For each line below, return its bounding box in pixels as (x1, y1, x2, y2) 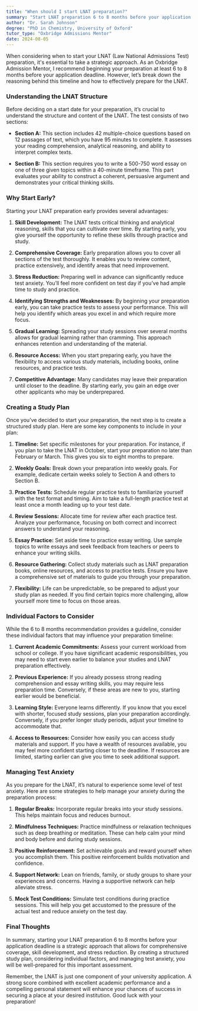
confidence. (14, 859, 44, 867)
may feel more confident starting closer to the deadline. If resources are (14, 747, 190, 754)
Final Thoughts (6, 923, 50, 931)
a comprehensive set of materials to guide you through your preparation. (14, 573, 192, 580)
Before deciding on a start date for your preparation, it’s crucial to (6, 106, 165, 113)
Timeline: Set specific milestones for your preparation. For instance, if (14, 440, 186, 447)
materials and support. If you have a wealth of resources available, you (14, 740, 187, 748)
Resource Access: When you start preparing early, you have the (14, 352, 172, 359)
